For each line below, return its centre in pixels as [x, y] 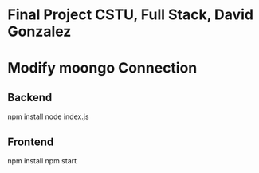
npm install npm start [42, 161]
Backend [30, 97]
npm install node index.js [48, 116]
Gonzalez [39, 31]
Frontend [31, 142]
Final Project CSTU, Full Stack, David [131, 15]
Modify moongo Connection [102, 68]
